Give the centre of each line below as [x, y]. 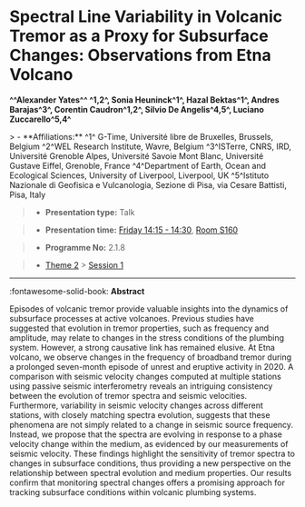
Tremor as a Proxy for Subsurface [139, 36]
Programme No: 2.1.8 [85, 247]
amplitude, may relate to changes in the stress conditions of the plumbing [147, 337]
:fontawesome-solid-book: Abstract [77, 291]
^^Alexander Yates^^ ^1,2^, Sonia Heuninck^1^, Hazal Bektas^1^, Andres [144, 99]
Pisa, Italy [28, 194]
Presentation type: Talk [90, 212]
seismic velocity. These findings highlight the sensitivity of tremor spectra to [152, 453]
